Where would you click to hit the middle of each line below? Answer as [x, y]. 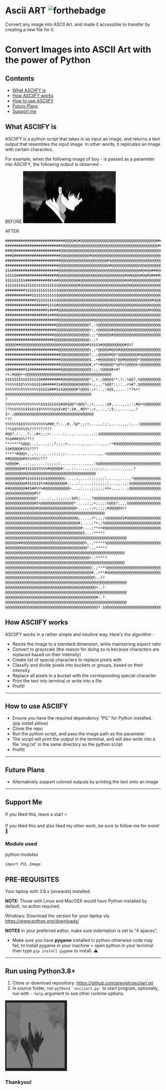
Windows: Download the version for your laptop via [57, 916]
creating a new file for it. [30, 29]
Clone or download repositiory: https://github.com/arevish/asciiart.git [83, 983]
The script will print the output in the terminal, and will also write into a [84, 739]
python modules [22, 855]
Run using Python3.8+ [40, 971]
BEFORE [14, 221]
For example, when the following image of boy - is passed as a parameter [80, 159]
